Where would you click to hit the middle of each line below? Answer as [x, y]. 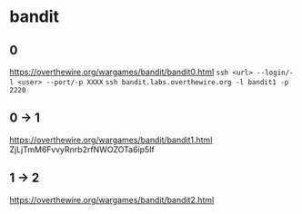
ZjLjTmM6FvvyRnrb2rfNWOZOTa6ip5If [82, 149]
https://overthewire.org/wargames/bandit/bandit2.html [112, 199]
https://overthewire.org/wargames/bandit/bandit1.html [111, 140]
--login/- [275, 73]
